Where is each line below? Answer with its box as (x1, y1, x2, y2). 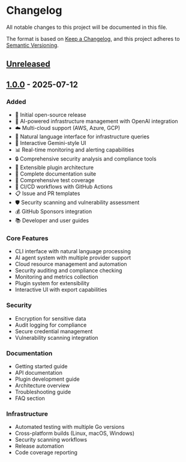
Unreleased (6, 59, 51, 69)
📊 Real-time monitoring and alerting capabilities (14, 146, 134, 153)
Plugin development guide (14, 375, 80, 383)
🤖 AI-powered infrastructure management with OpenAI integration (14, 118, 178, 125)
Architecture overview (14, 381, 70, 389)
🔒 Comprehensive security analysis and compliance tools (14, 155, 157, 162)
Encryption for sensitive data (14, 315, 86, 322)
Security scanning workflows (14, 436, 88, 443)
